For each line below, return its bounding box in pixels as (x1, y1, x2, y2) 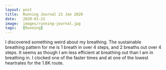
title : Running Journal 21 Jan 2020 (5, 12, 83, 17)
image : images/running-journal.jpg (5, 21, 81, 26)
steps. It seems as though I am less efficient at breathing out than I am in (5, 50, 154, 56)
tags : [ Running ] (5, 26, 43, 31)
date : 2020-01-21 (5, 16, 46, 21)
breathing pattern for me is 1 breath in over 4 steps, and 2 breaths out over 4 (5, 44, 162, 50)
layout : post (5, 7, 32, 12)
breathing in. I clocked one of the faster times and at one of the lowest (5, 55, 149, 61)
